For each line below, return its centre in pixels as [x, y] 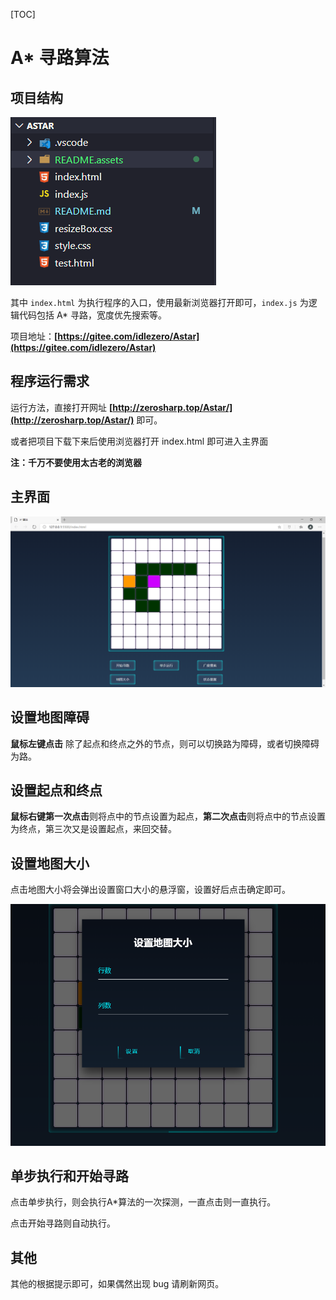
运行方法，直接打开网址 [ [61, 407]
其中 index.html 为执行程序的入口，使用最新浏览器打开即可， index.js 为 [159, 302]
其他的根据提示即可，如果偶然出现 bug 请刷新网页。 [117, 1284]
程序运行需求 [50, 381]
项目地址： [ [34, 336]
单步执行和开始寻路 [69, 1176]
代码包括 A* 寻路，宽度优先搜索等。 [93, 315]
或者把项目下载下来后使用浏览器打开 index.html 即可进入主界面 [139, 441]
